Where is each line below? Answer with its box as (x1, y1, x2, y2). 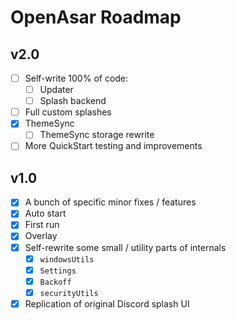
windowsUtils (39, 254, 95, 265)
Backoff (39, 277, 72, 287)
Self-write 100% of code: (24, 72, 129, 84)
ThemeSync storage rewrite (39, 129, 155, 141)
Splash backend (39, 95, 107, 107)
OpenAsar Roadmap (10, 6, 182, 29)
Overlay (24, 230, 58, 242)
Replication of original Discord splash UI (24, 297, 190, 310)
